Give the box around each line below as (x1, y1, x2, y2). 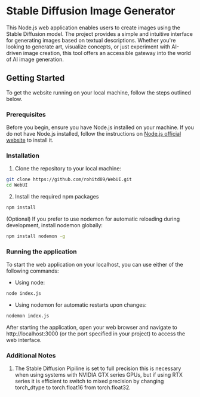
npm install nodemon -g (6, 233, 66, 239)
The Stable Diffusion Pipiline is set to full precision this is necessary (14, 365, 181, 372)
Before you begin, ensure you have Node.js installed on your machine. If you (6, 124, 194, 131)
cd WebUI (6, 182, 28, 188)
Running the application (6, 247, 77, 255)
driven (6, 49, 22, 56)
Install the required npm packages (14, 193, 99, 200)
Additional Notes (6, 351, 56, 359)
